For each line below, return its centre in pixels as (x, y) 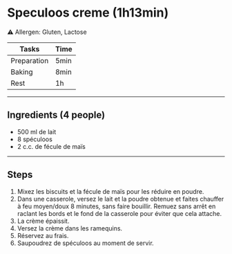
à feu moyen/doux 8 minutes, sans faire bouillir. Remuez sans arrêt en (116, 206)
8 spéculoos (35, 139)
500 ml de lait (37, 131)
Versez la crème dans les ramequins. (70, 228)
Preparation (30, 60)
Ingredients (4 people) (56, 115)
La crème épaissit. (43, 221)
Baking (22, 72)
